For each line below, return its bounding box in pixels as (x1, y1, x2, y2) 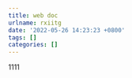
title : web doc (8, 11, 58, 20)
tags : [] (8, 33, 37, 42)
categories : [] (8, 41, 58, 49)
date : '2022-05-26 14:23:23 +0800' (8, 26, 126, 34)
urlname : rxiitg (8, 19, 62, 27)
